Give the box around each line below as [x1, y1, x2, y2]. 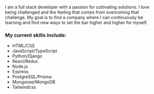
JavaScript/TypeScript [12, 48, 58, 54]
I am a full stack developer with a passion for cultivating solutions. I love [5, 4, 150, 10]
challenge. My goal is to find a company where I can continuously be [5, 15, 143, 20]
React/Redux [12, 58, 38, 64]
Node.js [12, 63, 28, 70]
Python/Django [12, 53, 42, 59]
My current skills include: [5, 32, 67, 38]
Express [12, 69, 29, 75]
